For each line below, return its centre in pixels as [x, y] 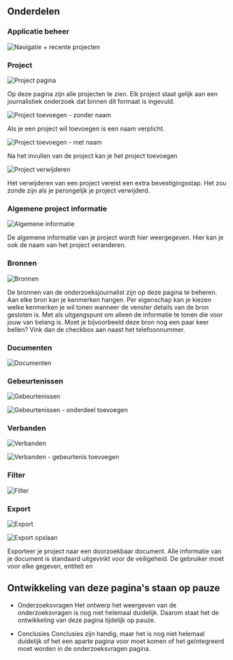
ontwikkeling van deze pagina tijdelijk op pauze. [86, 620]
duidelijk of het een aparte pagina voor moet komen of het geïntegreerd [121, 641]
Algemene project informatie [57, 209]
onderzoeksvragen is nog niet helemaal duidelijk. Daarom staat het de [118, 612]
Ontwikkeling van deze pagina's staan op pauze [114, 588]
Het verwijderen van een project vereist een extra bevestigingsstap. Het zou [117, 183]
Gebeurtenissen [35, 381]
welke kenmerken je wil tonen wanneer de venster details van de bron [108, 307]
